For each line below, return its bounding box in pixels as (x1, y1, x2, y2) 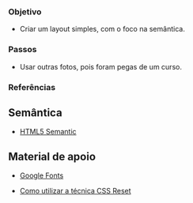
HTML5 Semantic (19, 127, 77, 137)
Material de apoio (8, 149, 96, 164)
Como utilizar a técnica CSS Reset (19, 186, 132, 196)
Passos (8, 44, 37, 55)
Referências (8, 81, 56, 92)
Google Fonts (19, 171, 64, 180)
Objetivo (8, 6, 42, 17)
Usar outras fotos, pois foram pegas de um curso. (19, 62, 182, 71)
